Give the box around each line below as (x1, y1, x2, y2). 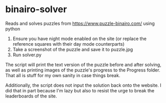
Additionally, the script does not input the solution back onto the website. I (5, 82, 162, 88)
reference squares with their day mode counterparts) (12, 41, 125, 47)
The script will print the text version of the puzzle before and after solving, (5, 61, 162, 67)
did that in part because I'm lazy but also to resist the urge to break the (5, 87, 155, 93)
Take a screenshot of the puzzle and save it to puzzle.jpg (12, 46, 133, 52)
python (5, 25, 20, 31)
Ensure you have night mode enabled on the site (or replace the (12, 36, 147, 42)
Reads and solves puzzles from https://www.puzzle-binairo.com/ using (5, 20, 155, 26)
